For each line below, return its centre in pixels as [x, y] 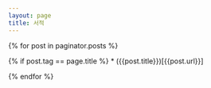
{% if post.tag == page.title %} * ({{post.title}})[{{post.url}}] [106, 61]
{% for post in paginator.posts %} [63, 45]
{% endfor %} [31, 76]
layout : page [30, 15]
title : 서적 [27, 23]
